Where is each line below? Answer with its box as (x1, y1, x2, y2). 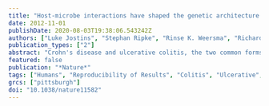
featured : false (8, 57, 62, 65)
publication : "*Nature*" (8, 64, 91, 72)
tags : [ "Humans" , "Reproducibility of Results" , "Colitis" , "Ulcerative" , (8, 71, 263, 79)
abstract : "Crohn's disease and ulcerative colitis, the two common (8, 49, 242, 57)
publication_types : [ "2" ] (8, 41, 94, 49)
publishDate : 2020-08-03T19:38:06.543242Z (8, 26, 152, 34)
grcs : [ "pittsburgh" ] (8, 78, 81, 86)
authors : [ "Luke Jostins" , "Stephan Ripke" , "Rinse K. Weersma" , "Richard (8, 33, 263, 42)
